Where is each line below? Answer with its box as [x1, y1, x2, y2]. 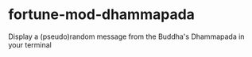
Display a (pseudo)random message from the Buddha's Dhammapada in [8, 32, 245, 41]
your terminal [8, 40, 52, 49]
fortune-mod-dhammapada [8, 6, 195, 24]
